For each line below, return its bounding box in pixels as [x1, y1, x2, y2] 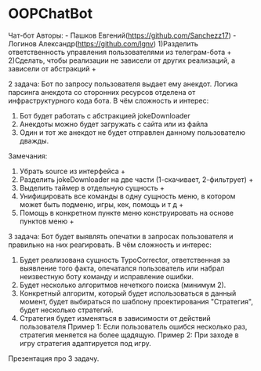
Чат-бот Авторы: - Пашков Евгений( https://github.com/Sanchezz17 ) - [8, 31, 237, 40]
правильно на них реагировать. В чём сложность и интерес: [8, 240, 212, 249]
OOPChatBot [8, 5, 92, 23]
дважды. [19, 136, 49, 145]
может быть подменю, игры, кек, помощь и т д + [19, 199, 184, 209]
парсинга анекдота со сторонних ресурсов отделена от [8, 87, 196, 96]
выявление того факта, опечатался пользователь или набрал [19, 264, 225, 273]
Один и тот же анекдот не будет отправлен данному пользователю [19, 127, 245, 137]
